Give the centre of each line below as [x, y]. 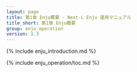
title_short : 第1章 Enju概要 [41, 23]
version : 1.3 [23, 34]
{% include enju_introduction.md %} [51, 51]
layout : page [23, 12]
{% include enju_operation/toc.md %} [53, 63]
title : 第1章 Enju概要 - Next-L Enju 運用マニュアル [69, 17]
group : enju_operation [35, 28]
